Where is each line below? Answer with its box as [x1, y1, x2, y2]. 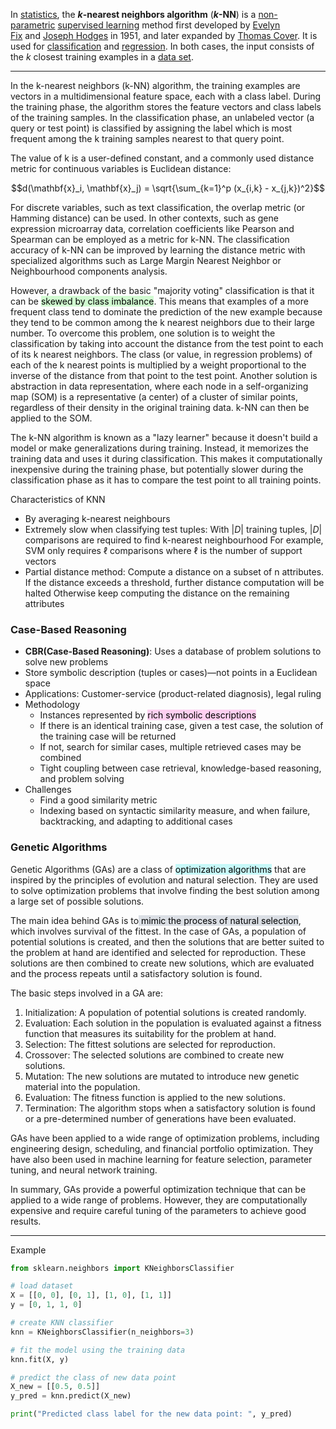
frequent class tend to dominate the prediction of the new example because [10, 306, 323, 318]
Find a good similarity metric [39, 794, 158, 806]
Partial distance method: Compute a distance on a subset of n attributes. [24, 566, 325, 578]
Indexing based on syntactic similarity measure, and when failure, [39, 805, 311, 817]
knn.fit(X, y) [10, 1354, 70, 1364]
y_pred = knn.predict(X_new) [10, 1391, 132, 1401]
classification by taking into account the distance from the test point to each [10, 338, 324, 349]
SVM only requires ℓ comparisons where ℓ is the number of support [24, 545, 303, 556]
